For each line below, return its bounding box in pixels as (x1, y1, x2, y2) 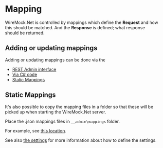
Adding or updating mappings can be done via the (5, 57, 106, 63)
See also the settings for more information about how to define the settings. (5, 137, 157, 143)
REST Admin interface (12, 66, 56, 72)
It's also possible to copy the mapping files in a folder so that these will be (5, 104, 154, 110)
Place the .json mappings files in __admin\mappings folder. (5, 118, 120, 124)
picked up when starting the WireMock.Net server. (5, 109, 106, 115)
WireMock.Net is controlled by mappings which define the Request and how (5, 19, 158, 25)
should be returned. (5, 30, 45, 36)
